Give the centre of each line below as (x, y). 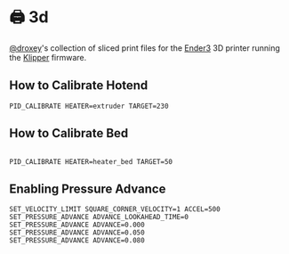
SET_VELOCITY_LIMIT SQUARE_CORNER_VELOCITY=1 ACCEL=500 (115, 209)
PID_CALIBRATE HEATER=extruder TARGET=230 (89, 106)
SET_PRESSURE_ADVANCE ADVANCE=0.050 (77, 233)
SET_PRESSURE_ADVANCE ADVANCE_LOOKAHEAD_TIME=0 (99, 217)
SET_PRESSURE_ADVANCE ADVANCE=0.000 (77, 225)
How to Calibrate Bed (69, 133)
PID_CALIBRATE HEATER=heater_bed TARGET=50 (91, 161)
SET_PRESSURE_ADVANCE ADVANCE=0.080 (77, 241)
